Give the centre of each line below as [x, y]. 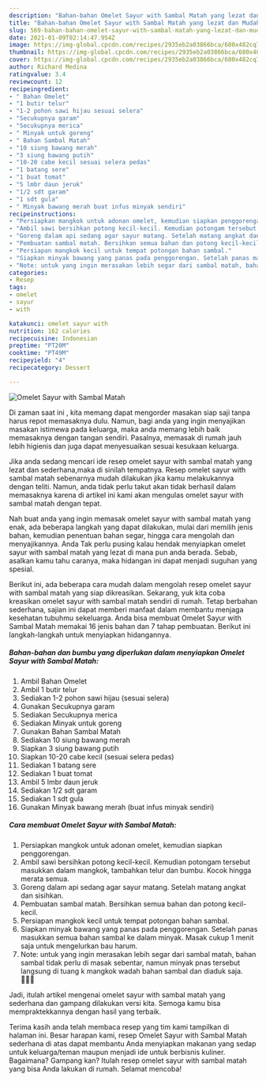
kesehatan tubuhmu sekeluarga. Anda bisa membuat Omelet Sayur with [125, 618]
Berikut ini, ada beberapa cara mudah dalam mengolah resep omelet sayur [130, 584]
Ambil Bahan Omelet [54, 681]
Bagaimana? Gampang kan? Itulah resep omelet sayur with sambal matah [128, 1060]
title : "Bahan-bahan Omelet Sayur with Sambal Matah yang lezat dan [124, 23]
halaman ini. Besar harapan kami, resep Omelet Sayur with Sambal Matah [128, 1035]
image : [20, 45]
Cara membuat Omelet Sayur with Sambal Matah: [93, 825]
